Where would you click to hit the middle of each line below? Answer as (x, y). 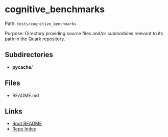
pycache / (22, 67)
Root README (27, 124)
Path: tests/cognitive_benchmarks (41, 23)
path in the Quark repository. (35, 39)
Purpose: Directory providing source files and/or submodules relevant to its (84, 33)
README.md (26, 95)
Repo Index (24, 129)
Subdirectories (29, 55)
